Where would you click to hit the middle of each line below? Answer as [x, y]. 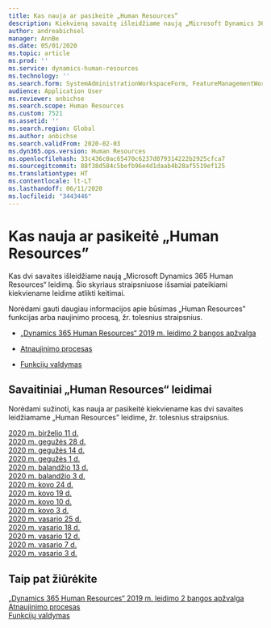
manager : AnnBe [34, 38]
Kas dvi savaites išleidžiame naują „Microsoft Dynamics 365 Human [121, 276]
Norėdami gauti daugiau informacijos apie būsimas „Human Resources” [127, 309]
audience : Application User [56, 91]
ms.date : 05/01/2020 [43, 46]
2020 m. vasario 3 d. [43, 554]
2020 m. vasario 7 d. [43, 545]
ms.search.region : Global [52, 129]
